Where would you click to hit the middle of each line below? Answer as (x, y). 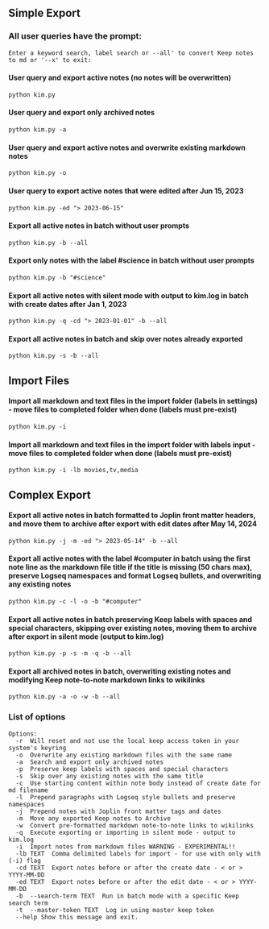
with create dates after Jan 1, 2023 (68, 304)
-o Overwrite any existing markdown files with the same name (124, 755)
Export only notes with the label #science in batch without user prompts (132, 260)
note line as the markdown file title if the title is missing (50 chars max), (130, 567)
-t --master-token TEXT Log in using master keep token (115, 910)
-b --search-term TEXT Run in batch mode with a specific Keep (128, 896)
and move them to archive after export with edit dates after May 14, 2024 (133, 524)
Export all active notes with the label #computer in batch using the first (130, 558)
